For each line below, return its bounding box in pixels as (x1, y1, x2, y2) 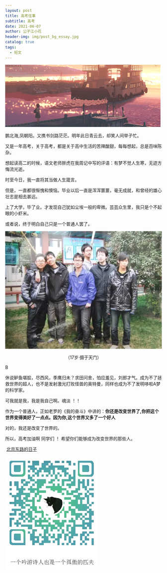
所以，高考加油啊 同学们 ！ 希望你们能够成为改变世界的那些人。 (5, 436, 135, 442)
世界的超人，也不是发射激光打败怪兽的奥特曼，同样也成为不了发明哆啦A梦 (9, 381, 161, 387)
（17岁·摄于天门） (65, 354, 102, 360)
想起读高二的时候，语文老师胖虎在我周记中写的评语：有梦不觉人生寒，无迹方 (5, 160, 162, 166)
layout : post (5, 8, 32, 13)
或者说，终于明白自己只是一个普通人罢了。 (5, 221, 92, 227)
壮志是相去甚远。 (5, 193, 40, 199)
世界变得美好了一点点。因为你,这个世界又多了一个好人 (5, 415, 116, 420)
